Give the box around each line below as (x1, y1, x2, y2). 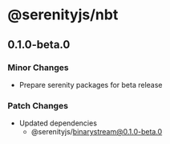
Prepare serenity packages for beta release (18, 80, 163, 89)
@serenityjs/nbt (7, 6, 119, 24)
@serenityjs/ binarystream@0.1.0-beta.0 (30, 127, 163, 137)
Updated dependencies (18, 118, 98, 128)
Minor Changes (7, 62, 69, 73)
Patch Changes (7, 100, 69, 111)
